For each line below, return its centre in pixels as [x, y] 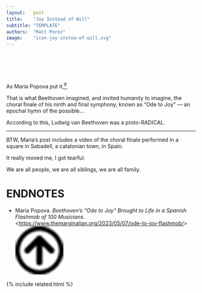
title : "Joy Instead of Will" [48, 19]
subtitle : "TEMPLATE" [33, 25]
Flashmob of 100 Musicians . [50, 217]
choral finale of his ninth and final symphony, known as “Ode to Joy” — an [98, 104]
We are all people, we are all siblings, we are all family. [74, 169]
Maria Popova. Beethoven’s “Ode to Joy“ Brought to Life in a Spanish [101, 210]
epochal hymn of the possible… [45, 111]
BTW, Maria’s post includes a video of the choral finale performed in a [93, 140]
